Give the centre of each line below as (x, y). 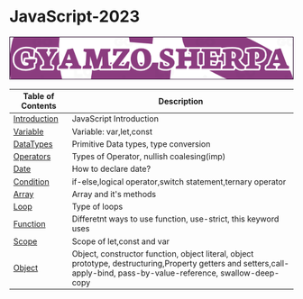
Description (181, 101)
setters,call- (266, 263)
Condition (31, 181)
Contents (39, 106)
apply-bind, (94, 273)
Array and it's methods (114, 194)
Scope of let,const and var (120, 241)
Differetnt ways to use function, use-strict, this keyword (175, 219)
